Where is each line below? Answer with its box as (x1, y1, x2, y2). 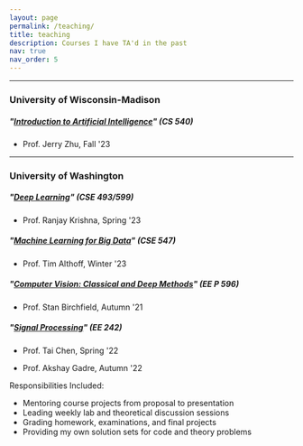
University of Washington (9, 169, 124, 181)
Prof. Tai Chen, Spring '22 (22, 345, 119, 356)
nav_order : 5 (9, 55, 59, 64)
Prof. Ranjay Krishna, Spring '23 (22, 214, 142, 226)
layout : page (9, 13, 59, 23)
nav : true (9, 47, 47, 56)
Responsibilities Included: (9, 380, 105, 391)
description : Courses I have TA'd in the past (9, 38, 188, 48)
